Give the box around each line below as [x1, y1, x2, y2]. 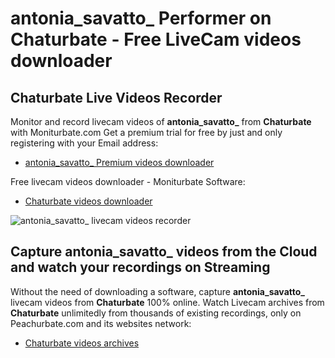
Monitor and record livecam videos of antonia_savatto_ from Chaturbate [10, 116, 312, 127]
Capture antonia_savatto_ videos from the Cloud [10, 243, 318, 261]
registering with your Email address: [10, 137, 159, 149]
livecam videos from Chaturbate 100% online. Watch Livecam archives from [10, 296, 325, 308]
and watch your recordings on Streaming [10, 259, 271, 276]
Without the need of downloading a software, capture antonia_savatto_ [10, 285, 305, 297]
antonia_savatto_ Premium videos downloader [24, 157, 215, 168]
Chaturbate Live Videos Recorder [10, 89, 223, 106]
